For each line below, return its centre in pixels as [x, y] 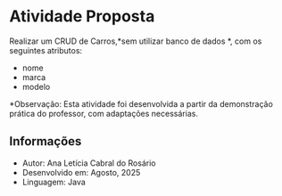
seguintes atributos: [46, 50]
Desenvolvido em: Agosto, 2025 [81, 172]
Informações [46, 141]
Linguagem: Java [54, 182]
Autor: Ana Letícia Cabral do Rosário [89, 163]
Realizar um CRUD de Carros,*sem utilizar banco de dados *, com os [136, 41]
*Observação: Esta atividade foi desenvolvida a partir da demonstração [141, 103]
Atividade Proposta [82, 16]
